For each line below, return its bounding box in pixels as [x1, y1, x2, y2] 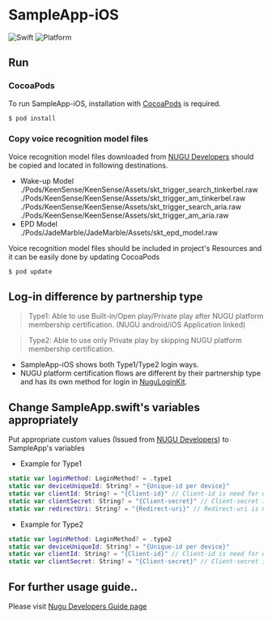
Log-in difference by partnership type [8, 290, 204, 304]
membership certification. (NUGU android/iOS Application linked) [28, 320, 246, 329]
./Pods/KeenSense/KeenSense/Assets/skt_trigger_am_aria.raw [19, 210, 229, 220]
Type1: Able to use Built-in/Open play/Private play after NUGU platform [28, 312, 264, 321]
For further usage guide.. [8, 580, 138, 594]
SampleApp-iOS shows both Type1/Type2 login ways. [19, 360, 199, 370]
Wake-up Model [19, 176, 74, 185]
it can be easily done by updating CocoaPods [8, 252, 160, 261]
